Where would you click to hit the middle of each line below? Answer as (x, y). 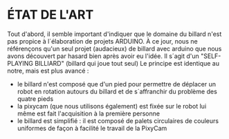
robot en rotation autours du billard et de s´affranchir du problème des (117, 91)
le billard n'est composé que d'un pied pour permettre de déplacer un (117, 84)
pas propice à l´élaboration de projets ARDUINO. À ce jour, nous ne (103, 41)
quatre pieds (35, 99)
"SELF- (211, 56)
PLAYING (20, 63)
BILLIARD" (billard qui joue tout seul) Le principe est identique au (127, 63)
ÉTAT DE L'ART (51, 15)
